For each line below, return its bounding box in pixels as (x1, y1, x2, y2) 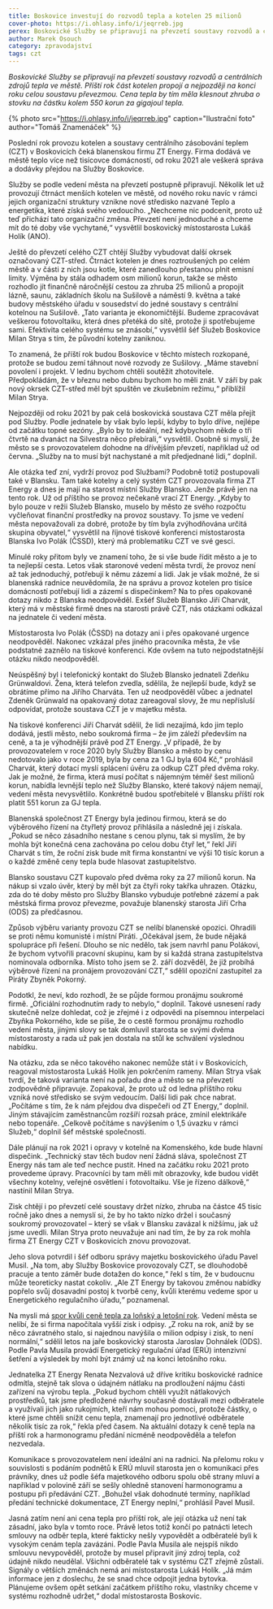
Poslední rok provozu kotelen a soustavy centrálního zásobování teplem (8, 138, 249, 147)
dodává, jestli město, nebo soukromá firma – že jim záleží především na (8, 729, 248, 738)
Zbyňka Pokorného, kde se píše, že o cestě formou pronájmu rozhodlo (8, 1017, 244, 1026)
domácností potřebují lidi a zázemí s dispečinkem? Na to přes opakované (8, 587, 253, 596)
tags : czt (8, 50, 42, 58)
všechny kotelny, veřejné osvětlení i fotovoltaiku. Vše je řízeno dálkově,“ (8, 1177, 249, 1186)
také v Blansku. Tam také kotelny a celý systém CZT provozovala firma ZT (8, 476, 256, 485)
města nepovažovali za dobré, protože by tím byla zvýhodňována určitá (8, 519, 248, 528)
